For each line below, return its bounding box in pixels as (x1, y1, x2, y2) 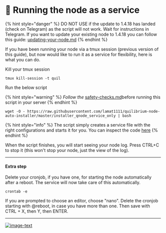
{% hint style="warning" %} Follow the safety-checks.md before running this (5, 94, 161, 100)
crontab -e (5, 189, 28, 194)
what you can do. (5, 56, 41, 62)
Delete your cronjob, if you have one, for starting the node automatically (5, 174, 152, 180)
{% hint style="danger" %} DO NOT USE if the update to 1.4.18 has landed (5, 21, 156, 27)
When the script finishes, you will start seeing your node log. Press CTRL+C (5, 142, 160, 148)
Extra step (5, 163, 27, 169)
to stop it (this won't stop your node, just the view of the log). (5, 147, 129, 153)
